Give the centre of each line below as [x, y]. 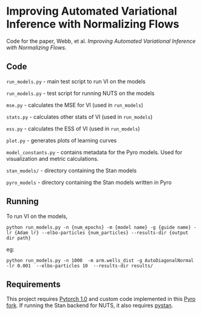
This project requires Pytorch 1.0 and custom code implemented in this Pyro [101, 299]
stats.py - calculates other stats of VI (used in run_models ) [79, 116]
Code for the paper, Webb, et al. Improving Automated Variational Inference [101, 41]
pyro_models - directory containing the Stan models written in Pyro [89, 182]
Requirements [33, 284]
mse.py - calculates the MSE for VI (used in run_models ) [75, 105]
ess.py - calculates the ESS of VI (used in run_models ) [73, 129]
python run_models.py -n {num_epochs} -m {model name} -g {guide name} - [102, 227]
